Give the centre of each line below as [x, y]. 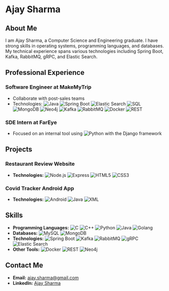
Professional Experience [45, 73]
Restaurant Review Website [40, 164]
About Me [21, 28]
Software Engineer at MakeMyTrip [48, 87]
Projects [19, 150]
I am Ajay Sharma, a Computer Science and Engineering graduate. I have [82, 40]
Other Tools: [26, 249]
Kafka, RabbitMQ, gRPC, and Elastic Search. [51, 57]
